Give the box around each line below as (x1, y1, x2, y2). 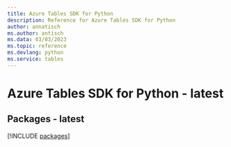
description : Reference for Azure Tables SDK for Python (7, 17, 176, 24)
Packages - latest (7, 113, 85, 125)
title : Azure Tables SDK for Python (7, 10, 113, 17)
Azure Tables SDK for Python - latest (7, 85, 224, 101)
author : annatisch (7, 23, 61, 30)
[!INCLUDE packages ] (7, 132, 70, 140)
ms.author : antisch (7, 29, 64, 37)
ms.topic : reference (7, 42, 67, 49)
